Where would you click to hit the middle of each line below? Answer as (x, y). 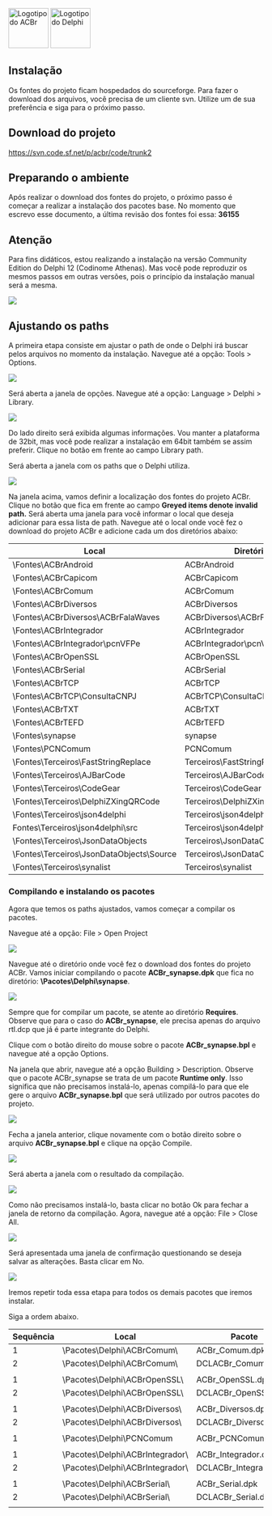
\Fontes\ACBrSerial (49, 670)
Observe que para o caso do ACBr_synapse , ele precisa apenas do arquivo (134, 1021)
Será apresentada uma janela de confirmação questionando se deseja (125, 1253)
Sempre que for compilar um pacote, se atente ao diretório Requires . (123, 1013)
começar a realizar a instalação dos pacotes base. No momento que (122, 206)
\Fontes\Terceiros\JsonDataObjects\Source (95, 854)
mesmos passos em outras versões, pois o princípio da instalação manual (132, 277)
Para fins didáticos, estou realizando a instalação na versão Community (127, 260)
